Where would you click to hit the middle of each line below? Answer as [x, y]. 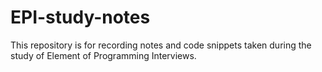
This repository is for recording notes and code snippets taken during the [161, 45]
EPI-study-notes [80, 17]
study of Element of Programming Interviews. [103, 55]
